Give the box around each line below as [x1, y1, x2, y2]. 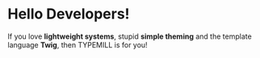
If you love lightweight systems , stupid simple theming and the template [7, 31, 252, 41]
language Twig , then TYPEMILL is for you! [7, 39, 148, 49]
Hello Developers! [7, 5, 130, 23]
